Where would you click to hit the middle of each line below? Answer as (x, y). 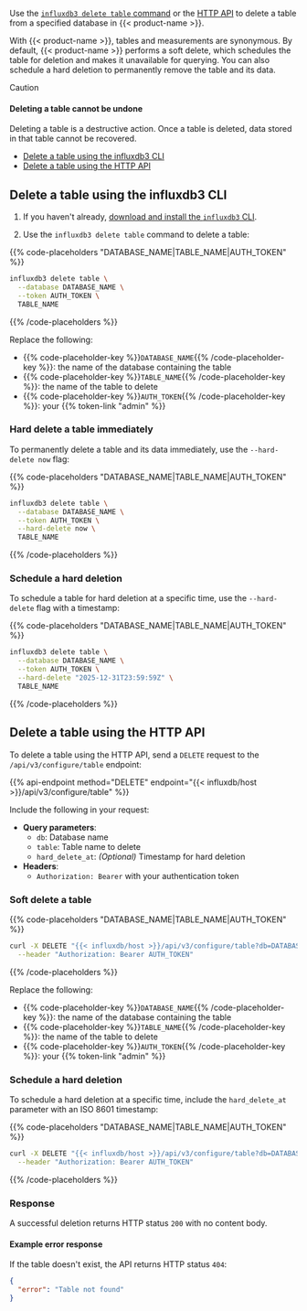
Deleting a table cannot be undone (76, 108)
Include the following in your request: (79, 810)
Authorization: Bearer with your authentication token (138, 876)
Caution (24, 87)
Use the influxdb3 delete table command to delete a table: (136, 235)
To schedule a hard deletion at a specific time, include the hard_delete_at (148, 1100)
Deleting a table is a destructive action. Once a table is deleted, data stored (151, 129)
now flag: (54, 459)
